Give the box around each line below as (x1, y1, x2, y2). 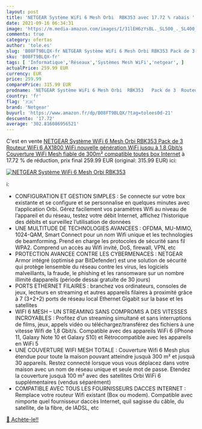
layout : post (6, 8, 39, 15)
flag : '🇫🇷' (6, 98, 36, 104)
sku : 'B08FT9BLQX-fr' (6, 54, 61, 60)
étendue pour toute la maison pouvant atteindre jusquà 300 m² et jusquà (14, 353, 195, 360)
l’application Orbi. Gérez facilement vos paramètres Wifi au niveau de (14, 206, 187, 213)
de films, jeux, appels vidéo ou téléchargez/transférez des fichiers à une (14, 321, 194, 328)
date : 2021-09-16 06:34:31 (6, 20, 74, 26)
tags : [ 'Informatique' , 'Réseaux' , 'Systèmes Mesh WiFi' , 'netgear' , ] (6, 59, 185, 65)
